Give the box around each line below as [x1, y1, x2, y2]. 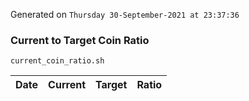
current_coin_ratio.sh [10, 56, 105, 66]
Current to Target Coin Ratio [10, 33, 150, 47]
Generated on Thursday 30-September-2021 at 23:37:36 [10, 9, 240, 20]
